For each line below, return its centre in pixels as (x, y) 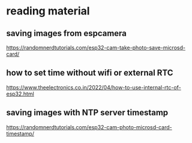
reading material (48, 11)
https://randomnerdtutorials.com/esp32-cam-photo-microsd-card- (89, 127)
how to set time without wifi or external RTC (90, 73)
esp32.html (20, 94)
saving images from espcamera (67, 33)
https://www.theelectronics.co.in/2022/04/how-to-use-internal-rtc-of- (94, 87)
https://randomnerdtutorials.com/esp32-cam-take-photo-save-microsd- (96, 47)
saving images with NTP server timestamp (87, 113)
